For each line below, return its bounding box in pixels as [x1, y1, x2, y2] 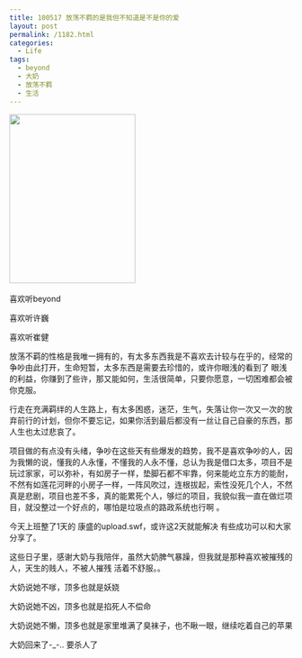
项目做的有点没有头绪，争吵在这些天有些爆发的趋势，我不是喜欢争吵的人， [9, 445, 285, 456]
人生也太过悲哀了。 [9, 425, 81, 437]
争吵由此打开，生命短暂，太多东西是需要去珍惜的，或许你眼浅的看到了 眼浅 [9, 361, 288, 372]
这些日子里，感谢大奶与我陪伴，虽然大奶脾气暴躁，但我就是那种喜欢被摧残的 [9, 551, 293, 562]
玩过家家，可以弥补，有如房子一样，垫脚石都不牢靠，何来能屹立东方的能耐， [9, 468, 293, 479]
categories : [9, 38, 54, 48]
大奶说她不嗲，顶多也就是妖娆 [9, 581, 120, 592]
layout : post [9, 22, 58, 31]
